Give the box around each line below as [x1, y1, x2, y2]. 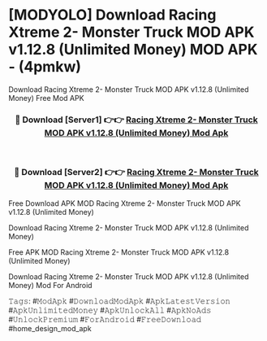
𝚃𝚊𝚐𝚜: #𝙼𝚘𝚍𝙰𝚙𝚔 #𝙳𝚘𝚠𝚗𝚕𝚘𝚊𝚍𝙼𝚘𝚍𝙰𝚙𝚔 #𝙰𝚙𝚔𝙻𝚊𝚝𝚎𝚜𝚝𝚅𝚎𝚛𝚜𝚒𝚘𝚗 [8, 295, 231, 306]
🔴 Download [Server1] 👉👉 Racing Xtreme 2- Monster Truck [15, 114, 258, 125]
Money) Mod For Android [8, 280, 93, 290]
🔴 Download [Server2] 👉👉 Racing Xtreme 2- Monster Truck [14, 167, 259, 178]
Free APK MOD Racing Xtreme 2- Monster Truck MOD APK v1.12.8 [8, 247, 230, 257]
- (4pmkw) [8, 58, 82, 77]
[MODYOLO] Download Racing [8, 6, 217, 24]
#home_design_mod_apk [8, 323, 92, 333]
